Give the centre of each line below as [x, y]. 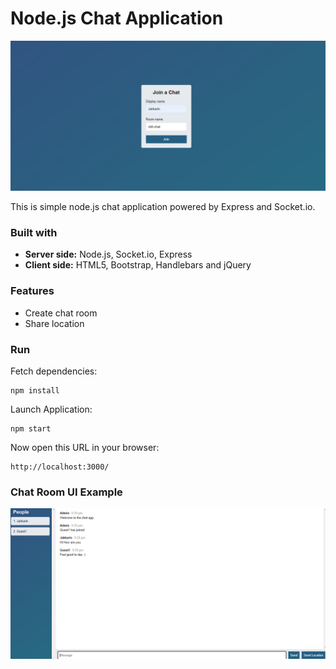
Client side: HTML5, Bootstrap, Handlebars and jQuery [138, 265]
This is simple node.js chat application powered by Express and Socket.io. [163, 207]
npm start [31, 429]
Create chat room [61, 313]
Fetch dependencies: [54, 371]
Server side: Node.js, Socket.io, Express [108, 254]
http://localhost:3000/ [60, 467]
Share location [54, 323]
